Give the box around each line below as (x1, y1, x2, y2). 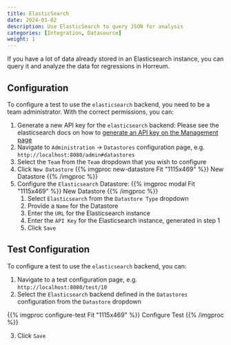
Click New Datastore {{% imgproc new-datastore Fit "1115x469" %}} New (17, 165, 224, 173)
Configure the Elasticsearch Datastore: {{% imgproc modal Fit (17, 179, 195, 188)
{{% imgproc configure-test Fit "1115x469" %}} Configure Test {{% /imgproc (7, 310, 224, 319)
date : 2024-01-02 (7, 17, 57, 23)
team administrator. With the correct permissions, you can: (7, 108, 174, 116)
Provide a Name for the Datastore (27, 201, 119, 210)
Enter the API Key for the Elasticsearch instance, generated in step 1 (27, 216, 221, 224)
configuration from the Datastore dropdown (17, 297, 141, 306)
